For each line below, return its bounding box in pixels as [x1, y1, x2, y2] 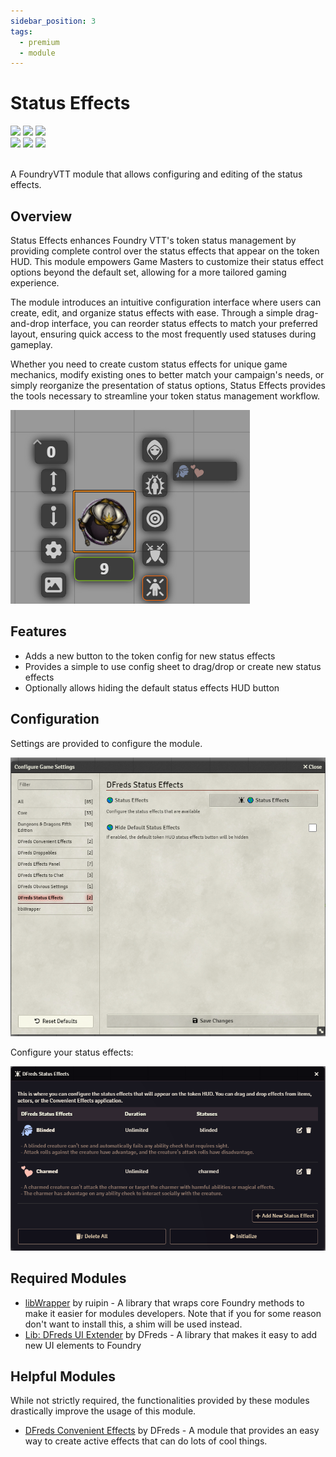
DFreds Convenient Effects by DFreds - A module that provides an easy [24, 1425, 320, 1437]
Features [10, 623, 67, 640]
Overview [10, 208, 73, 225]
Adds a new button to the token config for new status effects [24, 650, 276, 662]
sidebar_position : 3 [10, 16, 97, 26]
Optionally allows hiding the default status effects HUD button [24, 681, 280, 694]
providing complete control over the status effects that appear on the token [10, 245, 320, 257]
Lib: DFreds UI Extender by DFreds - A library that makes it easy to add [24, 1328, 318, 1340]
